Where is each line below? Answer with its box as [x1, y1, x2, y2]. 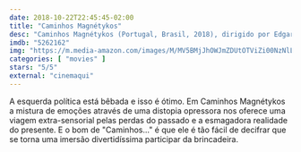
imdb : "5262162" [9, 38, 70, 47]
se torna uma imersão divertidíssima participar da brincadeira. [9, 133, 239, 144]
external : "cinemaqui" [9, 72, 94, 80]
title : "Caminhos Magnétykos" [9, 21, 123, 30]
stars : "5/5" [9, 63, 58, 72]
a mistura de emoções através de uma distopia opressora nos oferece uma [9, 105, 286, 116]
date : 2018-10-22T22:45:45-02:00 [9, 13, 134, 22]
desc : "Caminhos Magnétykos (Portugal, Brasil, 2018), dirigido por [9, 30, 271, 38]
